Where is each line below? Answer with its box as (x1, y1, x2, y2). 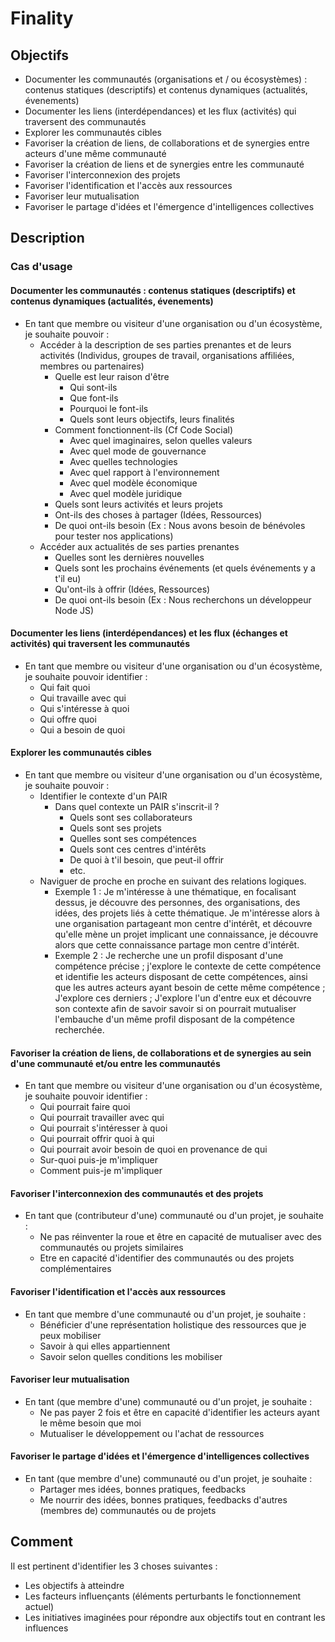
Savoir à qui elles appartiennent (39, 1340, 171, 1352)
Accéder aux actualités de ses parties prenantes (39, 540, 240, 552)
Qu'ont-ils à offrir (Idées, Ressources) (54, 583, 211, 595)
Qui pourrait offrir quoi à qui (39, 1133, 155, 1145)
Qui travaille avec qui (39, 692, 127, 704)
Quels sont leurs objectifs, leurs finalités (69, 413, 235, 425)
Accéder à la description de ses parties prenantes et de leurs (39, 338, 292, 351)
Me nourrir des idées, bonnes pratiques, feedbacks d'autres (39, 1493, 288, 1506)
